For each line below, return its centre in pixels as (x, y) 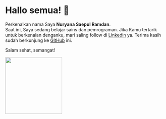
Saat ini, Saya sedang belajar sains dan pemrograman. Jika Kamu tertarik (81, 29)
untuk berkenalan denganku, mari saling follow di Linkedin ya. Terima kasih (83, 35)
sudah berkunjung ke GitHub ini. (39, 40)
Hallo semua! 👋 (37, 10)
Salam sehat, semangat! (30, 50)
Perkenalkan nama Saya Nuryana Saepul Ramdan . (58, 24)
